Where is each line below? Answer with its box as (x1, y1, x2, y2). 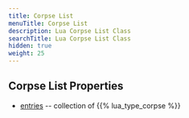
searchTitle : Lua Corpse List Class (8, 34, 131, 43)
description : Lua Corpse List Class (8, 27, 131, 35)
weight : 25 (8, 49, 45, 57)
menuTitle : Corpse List (8, 19, 88, 27)
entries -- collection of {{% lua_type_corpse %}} (19, 100, 181, 110)
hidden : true (8, 42, 52, 50)
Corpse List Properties (8, 79, 124, 93)
